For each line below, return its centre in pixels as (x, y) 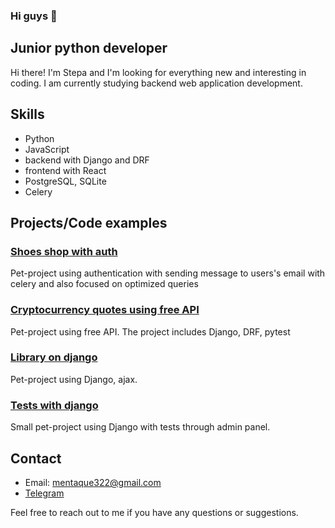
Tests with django (54, 405)
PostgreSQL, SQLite (65, 181)
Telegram (44, 493)
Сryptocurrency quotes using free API (105, 310)
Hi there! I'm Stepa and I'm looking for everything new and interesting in (158, 72)
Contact (36, 458)
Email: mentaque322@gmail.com (93, 482)
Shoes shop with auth (64, 251)
